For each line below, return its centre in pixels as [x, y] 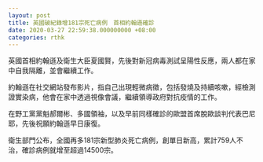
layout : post [29, 15]
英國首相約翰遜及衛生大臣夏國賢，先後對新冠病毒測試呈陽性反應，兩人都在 [128, 61]
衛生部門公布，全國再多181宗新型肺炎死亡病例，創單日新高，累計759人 [122, 140]
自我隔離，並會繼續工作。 [56, 71]
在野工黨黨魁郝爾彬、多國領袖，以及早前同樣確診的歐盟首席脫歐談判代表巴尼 [132, 114]
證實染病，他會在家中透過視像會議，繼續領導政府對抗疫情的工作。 [115, 97]
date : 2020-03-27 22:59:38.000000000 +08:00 [82, 30]
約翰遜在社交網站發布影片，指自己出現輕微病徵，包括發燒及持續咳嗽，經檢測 [132, 87]
